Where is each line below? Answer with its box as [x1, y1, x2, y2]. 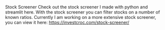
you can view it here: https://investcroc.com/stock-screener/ [5, 19, 129, 25]
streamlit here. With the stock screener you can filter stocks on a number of [5, 9, 160, 15]
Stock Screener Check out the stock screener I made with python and [5, 4, 148, 10]
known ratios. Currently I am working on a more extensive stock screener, [5, 15, 157, 20]
